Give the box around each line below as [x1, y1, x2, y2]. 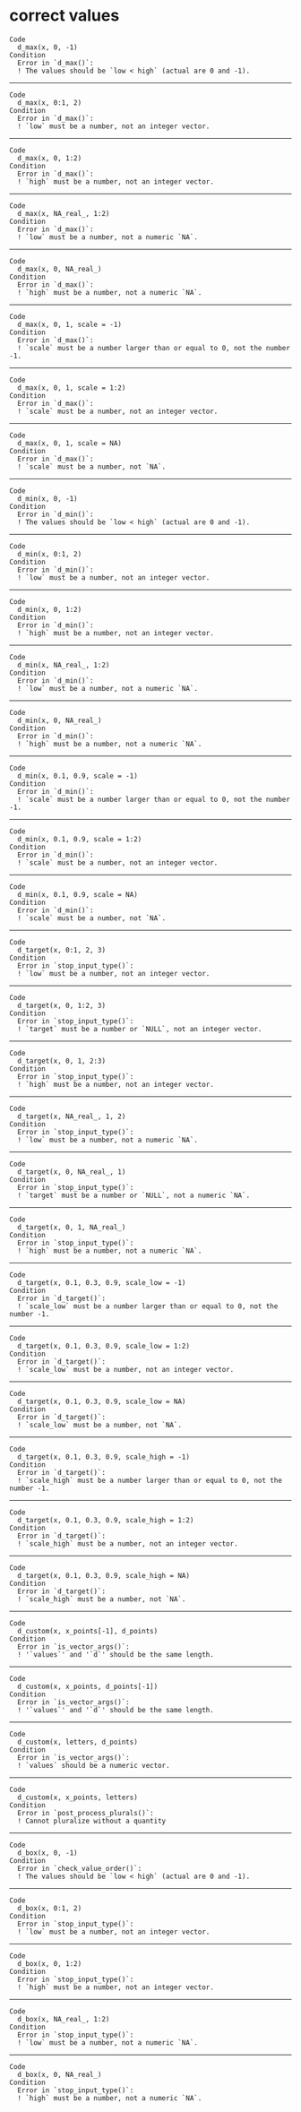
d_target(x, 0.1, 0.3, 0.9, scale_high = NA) [17, 1571, 191, 1580]
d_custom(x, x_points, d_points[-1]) [17, 1682, 159, 1691]
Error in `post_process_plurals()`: [17, 1808, 154, 1817]
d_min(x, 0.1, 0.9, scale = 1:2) [17, 834, 142, 843]
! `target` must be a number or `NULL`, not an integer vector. [17, 1024, 262, 1033]
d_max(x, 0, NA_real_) [17, 264, 102, 273]
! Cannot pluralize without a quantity [17, 1816, 167, 1825]
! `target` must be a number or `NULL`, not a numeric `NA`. [17, 1191, 251, 1200]
